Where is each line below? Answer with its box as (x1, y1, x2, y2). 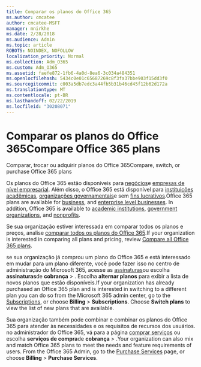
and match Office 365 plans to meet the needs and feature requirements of (6, 342, 192, 349)
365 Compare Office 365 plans (6, 142, 161, 156)
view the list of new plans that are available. (6, 305, 115, 312)
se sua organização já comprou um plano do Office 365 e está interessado (6, 254, 191, 261)
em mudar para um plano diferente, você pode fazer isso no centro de (6, 260, 180, 267)
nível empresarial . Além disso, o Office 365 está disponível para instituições (6, 186, 194, 193)
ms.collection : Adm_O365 (6, 59, 68, 65)
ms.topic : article (6, 43, 52, 48)
